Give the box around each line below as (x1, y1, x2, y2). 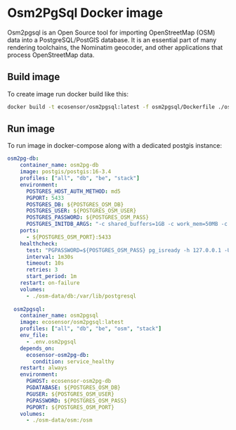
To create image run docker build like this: (7, 89, 129, 98)
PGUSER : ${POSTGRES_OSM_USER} (25, 391, 114, 398)
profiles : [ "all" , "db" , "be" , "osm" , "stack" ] (20, 325, 162, 332)
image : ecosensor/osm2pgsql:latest (20, 319, 124, 326)
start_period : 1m (25, 273, 77, 280)
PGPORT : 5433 (25, 194, 65, 201)
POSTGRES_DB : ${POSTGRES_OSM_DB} (25, 201, 124, 208)
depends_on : (20, 345, 55, 352)
